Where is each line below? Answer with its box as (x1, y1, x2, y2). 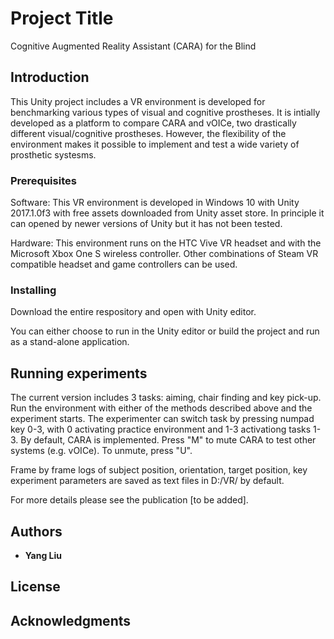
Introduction (10, 69, 90, 86)
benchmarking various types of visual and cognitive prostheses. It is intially (10, 106, 321, 118)
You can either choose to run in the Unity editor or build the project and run (10, 325, 320, 337)
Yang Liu (24, 549, 63, 561)
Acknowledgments (10, 612, 132, 629)
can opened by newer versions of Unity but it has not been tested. (10, 218, 283, 230)
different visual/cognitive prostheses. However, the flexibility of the (10, 127, 287, 139)
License (10, 578, 61, 596)
